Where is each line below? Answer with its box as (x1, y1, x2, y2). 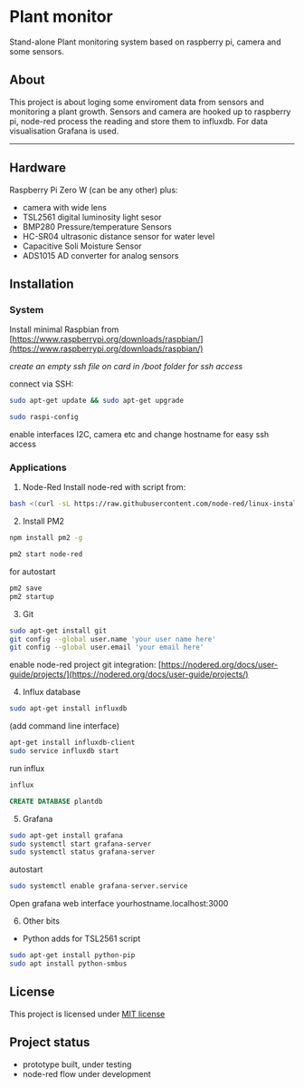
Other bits (22, 916, 61, 926)
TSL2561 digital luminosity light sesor (22, 211, 162, 222)
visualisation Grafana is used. (9, 125, 119, 136)
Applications (9, 461, 67, 474)
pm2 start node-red (9, 550, 83, 559)
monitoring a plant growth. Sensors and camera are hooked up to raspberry (9, 106, 291, 117)
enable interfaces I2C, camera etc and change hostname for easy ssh (9, 429, 270, 439)
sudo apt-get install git (9, 626, 107, 635)
